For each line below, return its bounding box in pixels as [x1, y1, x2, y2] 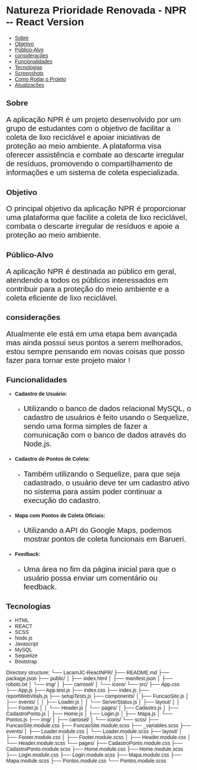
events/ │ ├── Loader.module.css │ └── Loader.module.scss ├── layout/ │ [6, 728, 182, 735]
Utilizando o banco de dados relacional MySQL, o [23, 404, 192, 413]
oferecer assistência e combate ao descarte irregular [6, 150, 185, 159]
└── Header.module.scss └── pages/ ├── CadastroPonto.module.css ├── [6, 739, 183, 746]
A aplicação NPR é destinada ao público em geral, [6, 266, 176, 276]
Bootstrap [14, 658, 37, 665]
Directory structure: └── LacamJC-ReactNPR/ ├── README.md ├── [6, 669, 170, 676]
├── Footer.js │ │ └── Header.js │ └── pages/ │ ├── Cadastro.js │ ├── [6, 704, 179, 711]
